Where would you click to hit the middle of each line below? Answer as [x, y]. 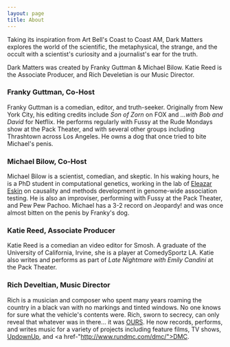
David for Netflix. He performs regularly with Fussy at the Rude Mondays [110, 121]
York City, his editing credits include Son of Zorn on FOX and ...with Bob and [115, 115]
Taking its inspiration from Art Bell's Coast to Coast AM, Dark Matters [105, 39]
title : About [26, 20]
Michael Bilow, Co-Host [47, 161]
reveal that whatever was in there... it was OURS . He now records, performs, [115, 322]
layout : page [26, 13]
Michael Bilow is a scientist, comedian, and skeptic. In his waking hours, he [113, 176]
